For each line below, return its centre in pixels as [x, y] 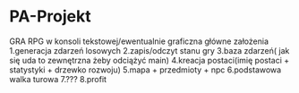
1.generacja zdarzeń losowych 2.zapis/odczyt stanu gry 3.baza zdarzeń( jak [149, 50]
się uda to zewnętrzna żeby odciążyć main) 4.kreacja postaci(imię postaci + [149, 60]
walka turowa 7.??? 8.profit [58, 79]
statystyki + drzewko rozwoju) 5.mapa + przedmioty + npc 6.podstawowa [145, 70]
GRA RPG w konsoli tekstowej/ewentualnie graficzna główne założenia [139, 41]
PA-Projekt [50, 17]
